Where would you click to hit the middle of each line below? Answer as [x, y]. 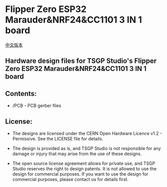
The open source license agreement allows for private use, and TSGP [84, 163]
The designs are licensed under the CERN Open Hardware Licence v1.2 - [87, 133]
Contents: [21, 93]
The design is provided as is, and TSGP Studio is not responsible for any [86, 148]
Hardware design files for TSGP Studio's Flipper [81, 61]
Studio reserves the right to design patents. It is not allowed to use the [84, 168]
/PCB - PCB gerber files [37, 105]
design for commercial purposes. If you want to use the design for [80, 174]
